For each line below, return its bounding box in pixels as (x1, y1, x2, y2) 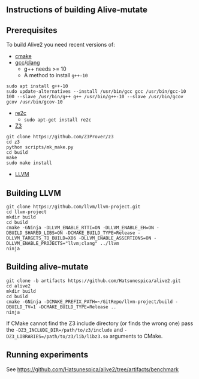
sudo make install (6, 160, 52, 166)
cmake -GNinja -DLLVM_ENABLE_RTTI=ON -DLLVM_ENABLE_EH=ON (6, 225, 154, 231)
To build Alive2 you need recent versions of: (6, 41, 115, 48)
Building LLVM (6, 188, 61, 198)
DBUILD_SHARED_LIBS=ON (6, 230, 63, 236)
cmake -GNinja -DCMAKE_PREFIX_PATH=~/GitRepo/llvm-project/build (6, 299, 173, 305)
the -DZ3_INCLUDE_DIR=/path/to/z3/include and (6, 326, 123, 333)
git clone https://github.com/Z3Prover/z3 (6, 134, 114, 140)
